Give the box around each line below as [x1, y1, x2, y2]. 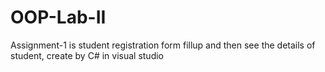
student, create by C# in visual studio [10, 49, 164, 61]
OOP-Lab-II [10, 6, 107, 29]
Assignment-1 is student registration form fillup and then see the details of [10, 39, 316, 51]
